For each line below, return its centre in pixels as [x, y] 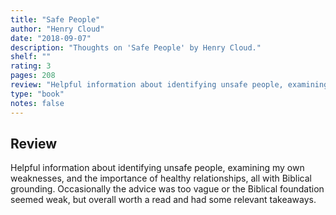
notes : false [37, 103]
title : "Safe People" [55, 19]
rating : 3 [31, 66]
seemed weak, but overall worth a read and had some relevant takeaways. [163, 200]
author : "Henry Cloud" [57, 29]
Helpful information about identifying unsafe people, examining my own [157, 168]
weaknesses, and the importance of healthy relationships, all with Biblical [161, 178]
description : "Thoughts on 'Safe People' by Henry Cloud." [136, 47]
